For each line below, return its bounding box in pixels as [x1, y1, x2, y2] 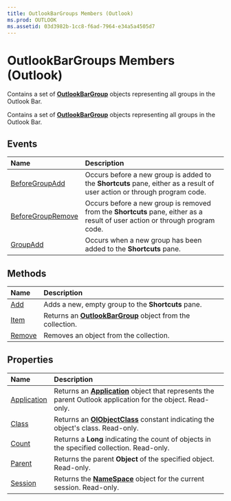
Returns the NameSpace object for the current [54, 473, 205, 483]
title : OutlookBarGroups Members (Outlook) [7, 10, 134, 17]
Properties [7, 354, 54, 366]
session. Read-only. [54, 482, 119, 492]
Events [7, 138, 38, 150]
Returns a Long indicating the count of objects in [54, 434, 212, 444]
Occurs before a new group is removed [85, 198, 212, 208]
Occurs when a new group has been [85, 236, 202, 245]
